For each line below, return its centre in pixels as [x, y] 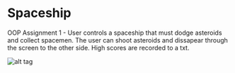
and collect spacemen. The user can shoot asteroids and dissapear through [118, 40]
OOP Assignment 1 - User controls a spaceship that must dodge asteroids [115, 33]
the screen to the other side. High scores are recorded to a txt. [98, 47]
